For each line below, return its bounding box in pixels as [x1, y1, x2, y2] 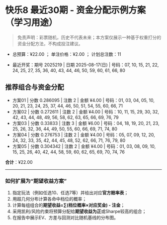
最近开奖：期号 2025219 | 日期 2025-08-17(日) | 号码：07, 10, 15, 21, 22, [12, 62, 159, 68]
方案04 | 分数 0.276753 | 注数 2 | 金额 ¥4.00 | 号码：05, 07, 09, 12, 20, [12, 131, 155, 137]
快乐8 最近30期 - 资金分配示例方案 [5, 4, 146, 16]
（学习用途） [5, 17, 58, 28]
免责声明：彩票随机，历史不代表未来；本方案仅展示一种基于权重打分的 [17, 34, 162, 40]
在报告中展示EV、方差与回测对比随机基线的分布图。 [12, 215, 118, 221]
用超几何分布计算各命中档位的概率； [12, 196, 87, 202]
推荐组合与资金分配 [5, 83, 64, 92]
